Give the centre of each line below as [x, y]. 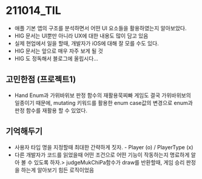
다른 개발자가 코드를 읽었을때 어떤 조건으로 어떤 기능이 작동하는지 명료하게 [102, 155]
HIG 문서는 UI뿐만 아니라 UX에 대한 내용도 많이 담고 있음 [81, 35]
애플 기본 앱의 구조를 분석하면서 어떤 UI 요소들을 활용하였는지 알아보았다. [100, 28]
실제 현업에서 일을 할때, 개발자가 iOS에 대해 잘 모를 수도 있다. [86, 43]
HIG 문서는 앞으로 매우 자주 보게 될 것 [59, 51]
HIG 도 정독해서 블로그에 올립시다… [56, 58]
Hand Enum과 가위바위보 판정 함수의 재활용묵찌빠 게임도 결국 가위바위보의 [103, 95]
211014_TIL [33, 11]
